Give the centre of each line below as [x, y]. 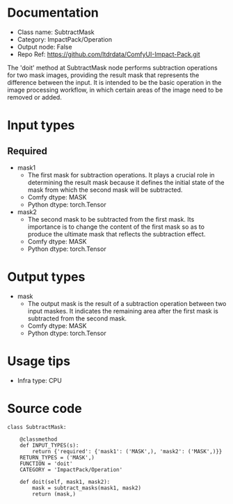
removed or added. [35, 97]
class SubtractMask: [37, 427]
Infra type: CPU [40, 380]
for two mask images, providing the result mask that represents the [103, 75]
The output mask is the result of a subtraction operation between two [127, 303]
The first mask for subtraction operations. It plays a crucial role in [121, 174]
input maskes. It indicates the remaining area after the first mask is [123, 311]
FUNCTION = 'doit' [46, 464]
